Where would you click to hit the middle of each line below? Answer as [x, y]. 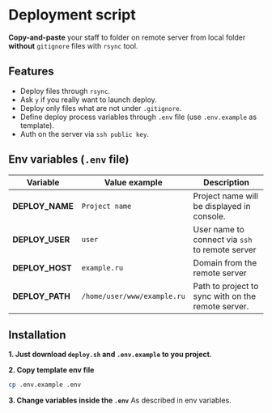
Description [226, 182]
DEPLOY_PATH [41, 296]
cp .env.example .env [45, 385]
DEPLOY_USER [41, 239]
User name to [219, 229]
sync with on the [225, 296]
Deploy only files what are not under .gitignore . [101, 108]
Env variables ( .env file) [69, 160]
